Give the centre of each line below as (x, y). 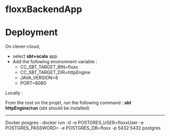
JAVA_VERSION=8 (39, 78)
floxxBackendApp (44, 9)
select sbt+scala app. (35, 56)
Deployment (32, 33)
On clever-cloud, (23, 47)
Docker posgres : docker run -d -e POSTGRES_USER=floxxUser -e (75, 123)
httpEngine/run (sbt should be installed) (47, 108)
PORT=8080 (33, 83)
